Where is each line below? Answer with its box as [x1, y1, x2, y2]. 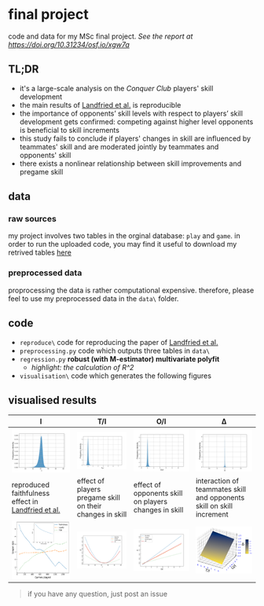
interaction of [195, 476, 240, 485]
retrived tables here [8, 248, 72, 257]
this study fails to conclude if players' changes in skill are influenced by [19, 134, 251, 143]
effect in [11, 497, 38, 506]
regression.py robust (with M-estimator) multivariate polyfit [19, 354, 220, 363]
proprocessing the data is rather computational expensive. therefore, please [8, 285, 255, 295]
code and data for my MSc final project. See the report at [8, 31, 193, 41]
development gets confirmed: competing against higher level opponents [19, 116, 254, 127]
